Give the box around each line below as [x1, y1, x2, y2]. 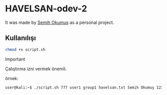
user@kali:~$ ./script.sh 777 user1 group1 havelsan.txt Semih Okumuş [5, 85, 155, 90]
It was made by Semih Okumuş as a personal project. [5, 19, 114, 25]
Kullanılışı [5, 34, 36, 42]
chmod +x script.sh [5, 47, 46, 52]
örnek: [5, 75, 19, 81]
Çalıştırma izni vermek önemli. [5, 66, 67, 72]
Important [5, 56, 25, 62]
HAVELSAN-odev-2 [5, 3, 87, 14]
